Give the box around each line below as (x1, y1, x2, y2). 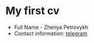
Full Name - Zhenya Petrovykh (14, 24, 89, 31)
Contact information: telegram (14, 29, 87, 37)
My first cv (5, 4, 60, 18)
